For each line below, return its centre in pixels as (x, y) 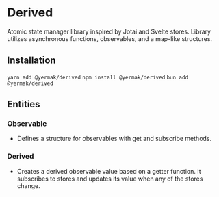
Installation (31, 61)
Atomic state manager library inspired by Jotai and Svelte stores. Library (109, 31)
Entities (24, 104)
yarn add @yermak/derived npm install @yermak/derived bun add (98, 77)
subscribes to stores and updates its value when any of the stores (110, 179)
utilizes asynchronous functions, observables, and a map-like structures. (110, 38)
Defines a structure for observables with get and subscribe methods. (114, 139)
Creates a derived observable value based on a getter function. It (109, 171)
